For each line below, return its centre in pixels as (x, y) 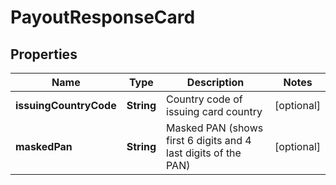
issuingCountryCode (66, 105)
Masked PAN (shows (215, 128)
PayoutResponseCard (103, 17)
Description (215, 82)
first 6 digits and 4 (209, 140)
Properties (44, 54)
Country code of (204, 99)
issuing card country (214, 111)
